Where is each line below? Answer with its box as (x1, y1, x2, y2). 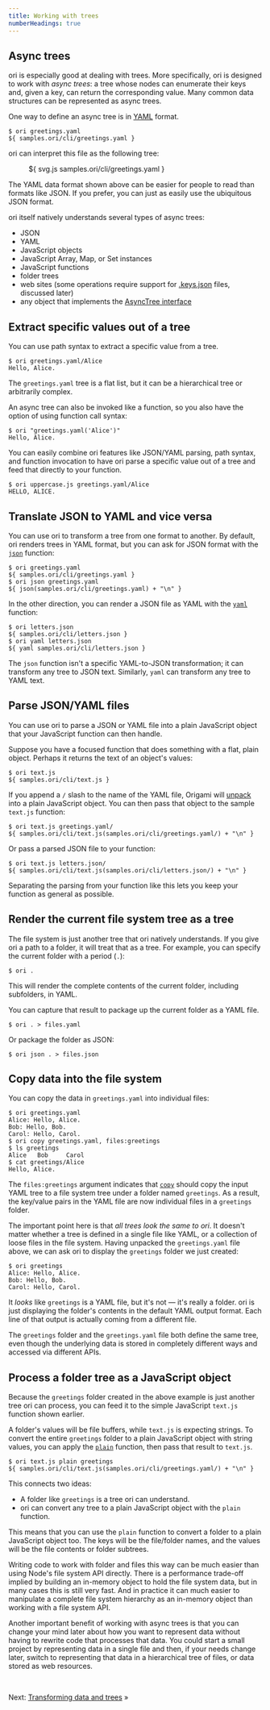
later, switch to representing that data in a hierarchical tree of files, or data (8, 1653, 255, 1662)
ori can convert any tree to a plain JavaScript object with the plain (19, 1503, 241, 1512)
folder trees (19, 271, 59, 281)
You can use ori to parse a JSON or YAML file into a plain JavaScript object (8, 720, 258, 730)
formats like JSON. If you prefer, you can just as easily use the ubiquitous (8, 189, 252, 198)
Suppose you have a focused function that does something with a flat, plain (8, 744, 260, 754)
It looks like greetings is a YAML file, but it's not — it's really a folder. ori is (8, 1297, 255, 1307)
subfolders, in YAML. (8, 989, 78, 999)
